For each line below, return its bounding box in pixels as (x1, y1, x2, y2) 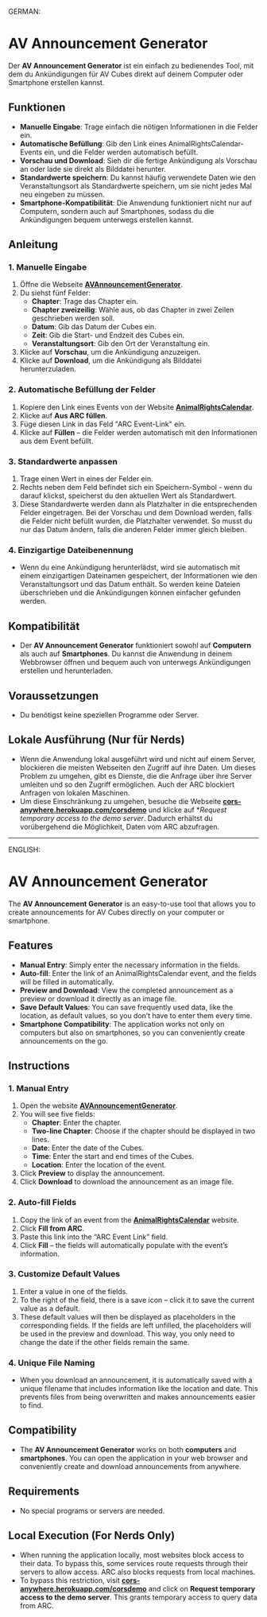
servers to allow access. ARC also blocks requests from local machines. (19, 1567, 256, 1576)
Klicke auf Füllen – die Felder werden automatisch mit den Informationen (19, 427, 257, 437)
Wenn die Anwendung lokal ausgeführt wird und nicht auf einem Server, (19, 754, 256, 764)
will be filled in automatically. (19, 977, 114, 986)
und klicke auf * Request (148, 805, 227, 814)
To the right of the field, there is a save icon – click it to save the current (19, 1295, 255, 1304)
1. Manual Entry (8, 1083, 69, 1094)
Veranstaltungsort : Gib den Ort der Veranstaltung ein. (31, 339, 211, 348)
